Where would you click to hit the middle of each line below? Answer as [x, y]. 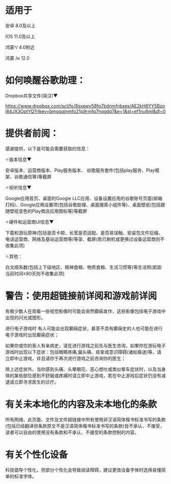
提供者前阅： [32, 134]
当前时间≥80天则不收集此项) [35, 273]
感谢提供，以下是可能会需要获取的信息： [48, 148]
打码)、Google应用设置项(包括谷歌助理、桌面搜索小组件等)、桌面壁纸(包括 [83, 205]
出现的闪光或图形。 [25, 317]
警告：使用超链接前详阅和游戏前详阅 [81, 296]
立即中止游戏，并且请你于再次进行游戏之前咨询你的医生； [65, 358]
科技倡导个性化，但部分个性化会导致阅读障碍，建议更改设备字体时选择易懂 [83, 470]
